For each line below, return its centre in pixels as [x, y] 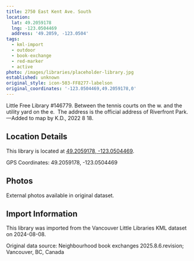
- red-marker [28, 61]
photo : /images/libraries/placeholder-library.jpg [70, 72]
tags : [13, 39]
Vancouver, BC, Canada [35, 252]
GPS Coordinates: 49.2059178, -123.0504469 [62, 162]
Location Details [37, 137]
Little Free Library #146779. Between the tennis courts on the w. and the [94, 105]
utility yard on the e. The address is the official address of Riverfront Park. [97, 112]
